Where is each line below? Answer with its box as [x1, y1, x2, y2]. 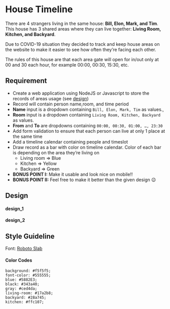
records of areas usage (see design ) [12, 95, 89, 101]
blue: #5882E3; [5, 277, 38, 283]
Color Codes [5, 257, 32, 263]
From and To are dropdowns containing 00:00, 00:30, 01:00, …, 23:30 [12, 122, 163, 128]
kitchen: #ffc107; [5, 299, 44, 305]
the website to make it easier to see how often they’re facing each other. [5, 46, 156, 52]
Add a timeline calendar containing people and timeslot [12, 138, 128, 145]
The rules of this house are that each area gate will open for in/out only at [5, 56, 159, 62]
